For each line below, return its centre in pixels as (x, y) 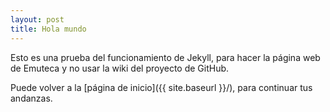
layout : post (37, 19)
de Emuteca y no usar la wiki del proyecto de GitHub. (120, 68)
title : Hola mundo (48, 29)
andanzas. (31, 98)
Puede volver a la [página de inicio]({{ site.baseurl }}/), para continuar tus (161, 87)
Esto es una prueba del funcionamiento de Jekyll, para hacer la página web (165, 57)
